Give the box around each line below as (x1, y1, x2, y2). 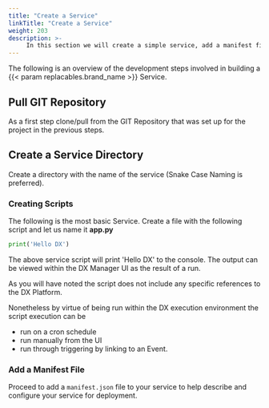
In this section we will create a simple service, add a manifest (26, 42, 252, 50)
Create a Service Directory (8, 148, 144, 162)
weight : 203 (8, 26, 48, 34)
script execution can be (8, 311, 86, 321)
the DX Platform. (8, 287, 62, 297)
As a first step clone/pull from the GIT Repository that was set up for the (8, 116, 246, 126)
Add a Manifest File (8, 364, 86, 375)
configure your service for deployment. (8, 390, 138, 401)
